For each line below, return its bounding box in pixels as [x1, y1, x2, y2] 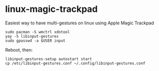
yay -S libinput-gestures [5, 34, 59, 39]
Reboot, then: [5, 47, 33, 53]
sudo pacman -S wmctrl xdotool [5, 29, 70, 34]
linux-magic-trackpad [5, 3, 98, 15]
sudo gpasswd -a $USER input [5, 38, 66, 43]
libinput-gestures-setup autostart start [5, 56, 92, 62]
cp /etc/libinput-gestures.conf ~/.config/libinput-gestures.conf [5, 61, 146, 66]
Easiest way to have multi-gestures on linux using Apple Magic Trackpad [5, 20, 154, 26]
